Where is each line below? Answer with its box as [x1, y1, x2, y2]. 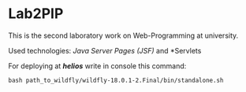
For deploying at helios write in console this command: [8, 61, 187, 71]
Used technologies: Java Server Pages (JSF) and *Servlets [8, 46, 202, 55]
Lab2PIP [8, 5, 64, 23]
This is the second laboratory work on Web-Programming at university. [8, 31, 239, 40]
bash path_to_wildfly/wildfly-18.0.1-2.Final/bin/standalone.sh [8, 76, 224, 84]
